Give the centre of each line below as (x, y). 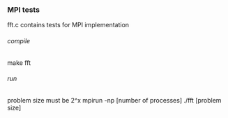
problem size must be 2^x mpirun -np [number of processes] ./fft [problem (114, 100)
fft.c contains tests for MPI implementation (68, 25)
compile (19, 40)
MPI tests (24, 10)
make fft (19, 62)
